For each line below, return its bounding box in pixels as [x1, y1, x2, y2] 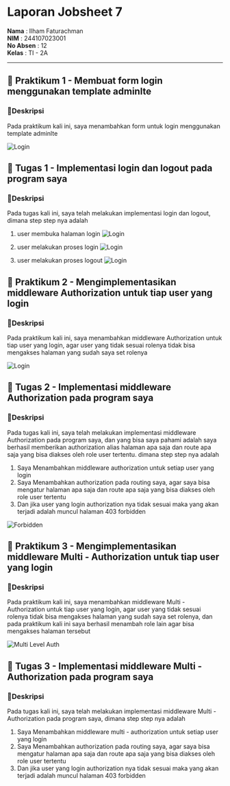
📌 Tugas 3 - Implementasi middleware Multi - [7, 660, 203, 672]
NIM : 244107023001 [7, 34, 66, 42]
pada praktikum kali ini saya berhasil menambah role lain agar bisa [7, 620, 194, 628]
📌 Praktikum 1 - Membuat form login [7, 75, 163, 86]
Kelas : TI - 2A [7, 49, 48, 57]
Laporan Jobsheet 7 [7, 4, 123, 20]
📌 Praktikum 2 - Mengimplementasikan [7, 276, 177, 288]
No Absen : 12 [7, 41, 47, 49]
